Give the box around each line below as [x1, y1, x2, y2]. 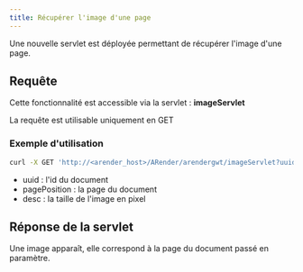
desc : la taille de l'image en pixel [22, 193, 146, 204]
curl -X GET [9, 158, 54, 167]
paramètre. [9, 253, 50, 264]
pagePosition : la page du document [22, 184, 158, 195]
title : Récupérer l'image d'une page [9, 13, 151, 23]
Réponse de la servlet [9, 220, 133, 234]
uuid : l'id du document [22, 174, 109, 185]
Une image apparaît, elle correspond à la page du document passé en [9, 243, 269, 254]
